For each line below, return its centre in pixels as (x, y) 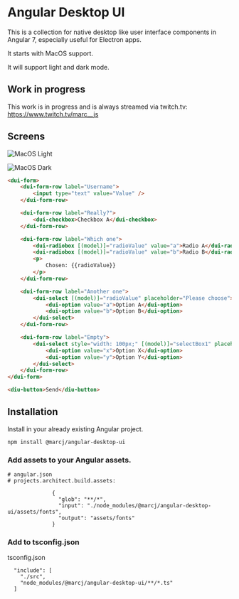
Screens (26, 137)
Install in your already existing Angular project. (75, 429)
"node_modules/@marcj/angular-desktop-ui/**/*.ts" (97, 583)
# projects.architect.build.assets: (62, 481)
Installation (33, 412)
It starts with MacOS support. (51, 53)
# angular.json (30, 475)
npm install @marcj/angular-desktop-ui (67, 442)
